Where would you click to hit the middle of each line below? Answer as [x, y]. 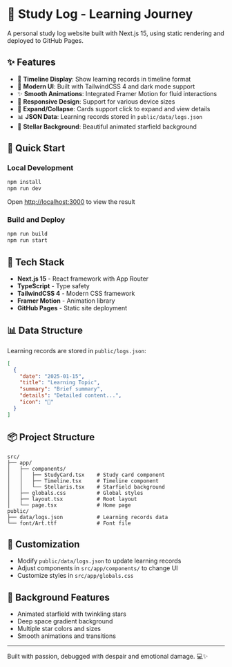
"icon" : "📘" [37, 402]
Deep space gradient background [65, 621]
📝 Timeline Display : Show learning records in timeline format [104, 79]
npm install [24, 182]
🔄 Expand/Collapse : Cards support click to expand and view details [114, 109]
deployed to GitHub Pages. [46, 40]
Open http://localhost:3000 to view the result [71, 202]
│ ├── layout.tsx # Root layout [72, 499]
